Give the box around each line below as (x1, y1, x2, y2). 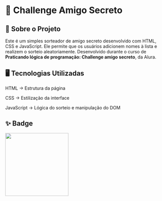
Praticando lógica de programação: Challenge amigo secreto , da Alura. (5, 54, 156, 60)
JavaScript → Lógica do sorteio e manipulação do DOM (5, 104, 121, 110)
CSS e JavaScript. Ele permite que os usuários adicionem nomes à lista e (5, 43, 157, 49)
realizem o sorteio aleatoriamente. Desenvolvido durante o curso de (5, 49, 146, 54)
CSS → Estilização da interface (5, 95, 70, 101)
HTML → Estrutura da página (5, 85, 66, 91)
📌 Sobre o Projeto (5, 25, 61, 33)
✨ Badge (5, 119, 33, 128)
